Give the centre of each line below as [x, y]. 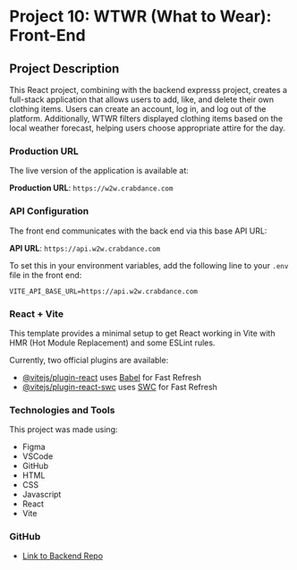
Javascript [42, 495]
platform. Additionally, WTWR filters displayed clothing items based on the [146, 119]
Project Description [64, 68]
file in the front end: [46, 275]
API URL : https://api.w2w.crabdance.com [85, 248]
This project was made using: [64, 430]
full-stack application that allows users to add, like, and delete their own [142, 99]
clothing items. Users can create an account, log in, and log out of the [138, 109]
